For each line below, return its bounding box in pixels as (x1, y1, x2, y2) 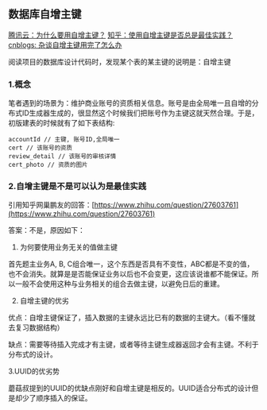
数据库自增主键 (8, 7, 82, 21)
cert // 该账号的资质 (8, 144, 73, 153)
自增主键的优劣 (19, 296, 69, 306)
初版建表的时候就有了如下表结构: (8, 118, 115, 128)
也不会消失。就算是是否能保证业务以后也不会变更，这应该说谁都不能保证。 (8, 269, 252, 279)
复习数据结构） (14, 323, 64, 332)
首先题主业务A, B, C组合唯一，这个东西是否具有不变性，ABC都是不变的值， (8, 259, 254, 269)
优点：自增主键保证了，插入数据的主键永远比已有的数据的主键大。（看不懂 (8, 313, 249, 323)
